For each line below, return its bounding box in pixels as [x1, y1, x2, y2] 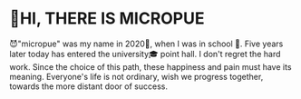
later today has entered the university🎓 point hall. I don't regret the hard [9, 48, 281, 59]
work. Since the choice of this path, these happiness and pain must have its [9, 61, 292, 72]
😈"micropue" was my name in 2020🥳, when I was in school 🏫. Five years [9, 38, 284, 49]
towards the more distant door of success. [9, 81, 168, 92]
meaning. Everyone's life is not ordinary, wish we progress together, [9, 71, 264, 82]
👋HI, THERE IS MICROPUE [9, 8, 206, 29]
